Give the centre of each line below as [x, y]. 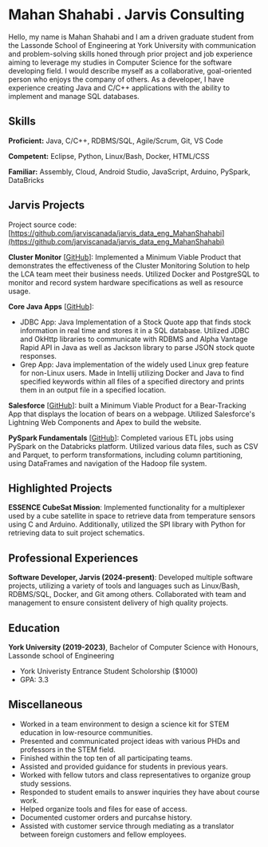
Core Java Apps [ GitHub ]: [51, 306]
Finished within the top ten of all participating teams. [106, 758]
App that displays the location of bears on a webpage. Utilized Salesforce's [132, 414]
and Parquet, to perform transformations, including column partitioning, [126, 455]
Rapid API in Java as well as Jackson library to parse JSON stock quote [137, 347]
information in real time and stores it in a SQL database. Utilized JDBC [134, 330]
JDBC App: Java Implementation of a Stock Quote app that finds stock [135, 322]
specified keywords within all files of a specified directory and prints [132, 381]
